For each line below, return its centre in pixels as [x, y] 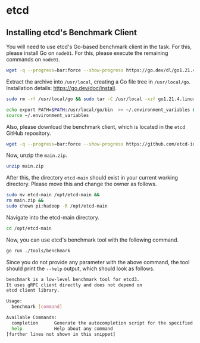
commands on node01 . [33, 59]
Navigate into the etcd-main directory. [53, 217]
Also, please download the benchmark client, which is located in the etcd [96, 126]
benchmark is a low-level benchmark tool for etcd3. [73, 279]
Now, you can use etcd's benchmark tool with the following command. [93, 240]
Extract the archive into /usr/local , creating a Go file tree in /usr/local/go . [98, 82]
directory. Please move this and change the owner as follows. [82, 184]
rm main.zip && [25, 200]
